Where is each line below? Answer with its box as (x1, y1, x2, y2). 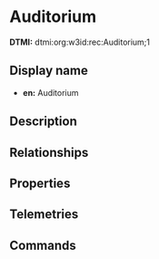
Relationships (9, 144, 89, 161)
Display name (9, 63, 88, 78)
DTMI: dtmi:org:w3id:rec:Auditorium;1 (9, 36, 151, 47)
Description (9, 114, 77, 129)
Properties (9, 175, 71, 191)
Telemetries (9, 207, 79, 223)
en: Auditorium (22, 87, 79, 98)
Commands (9, 237, 77, 253)
